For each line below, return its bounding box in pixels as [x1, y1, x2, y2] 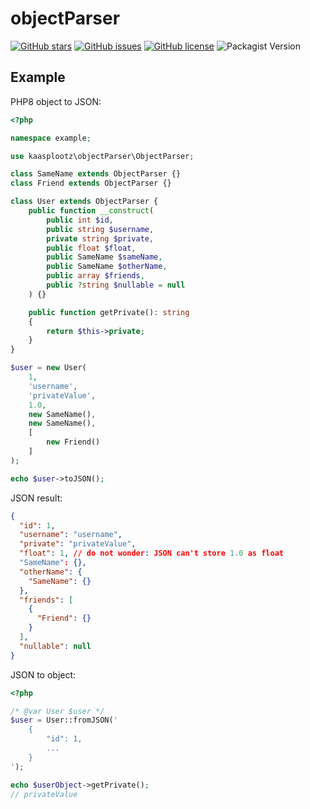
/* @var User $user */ [10, 706, 105, 716]
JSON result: [10, 492, 63, 504]
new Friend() [46, 437, 101, 447]
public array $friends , [46, 271, 145, 281]
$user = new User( [10, 363, 87, 373]
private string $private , [46, 233, 155, 244]
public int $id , [46, 215, 114, 225]
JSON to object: [10, 668, 77, 681]
